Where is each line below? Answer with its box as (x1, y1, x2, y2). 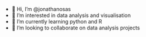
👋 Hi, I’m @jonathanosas (11, 6, 71, 12)
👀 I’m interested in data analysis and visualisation (11, 12, 131, 19)
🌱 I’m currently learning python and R (11, 18, 102, 25)
